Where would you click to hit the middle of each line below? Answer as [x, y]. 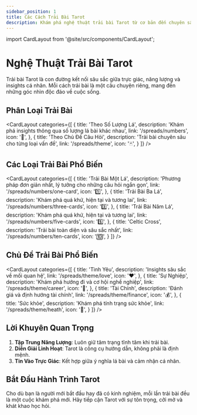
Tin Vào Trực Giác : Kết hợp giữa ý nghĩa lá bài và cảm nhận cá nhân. [97, 361]
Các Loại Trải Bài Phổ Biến [55, 165]
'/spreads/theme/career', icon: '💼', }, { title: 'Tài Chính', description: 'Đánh [94, 288]
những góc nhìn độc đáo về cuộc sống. [53, 92]
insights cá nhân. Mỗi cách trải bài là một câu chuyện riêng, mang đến [91, 85]
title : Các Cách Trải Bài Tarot [45, 17]
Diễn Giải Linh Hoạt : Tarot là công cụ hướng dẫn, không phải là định [96, 348]
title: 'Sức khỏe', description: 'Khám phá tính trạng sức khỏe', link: [85, 303]
